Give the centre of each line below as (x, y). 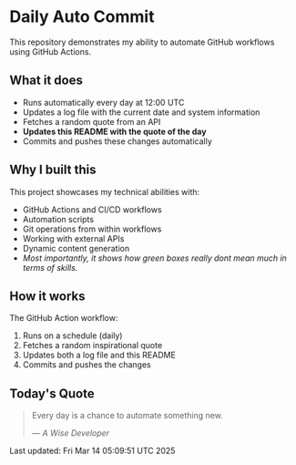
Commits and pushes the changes (87, 365)
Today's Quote (52, 393)
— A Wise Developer (71, 433)
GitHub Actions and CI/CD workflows (92, 209)
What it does (46, 81)
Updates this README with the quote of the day (114, 131)
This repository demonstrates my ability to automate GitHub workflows (142, 42)
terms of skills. (50, 267)
